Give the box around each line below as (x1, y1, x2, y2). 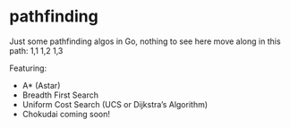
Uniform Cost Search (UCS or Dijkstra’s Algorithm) (21, 98, 209, 109)
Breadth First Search (21, 90, 99, 100)
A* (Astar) (21, 80, 61, 90)
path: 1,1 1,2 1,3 (9, 45, 64, 55)
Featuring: (9, 63, 47, 73)
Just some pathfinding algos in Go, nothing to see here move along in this (9, 36, 281, 47)
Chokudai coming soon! (21, 108, 110, 119)
